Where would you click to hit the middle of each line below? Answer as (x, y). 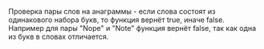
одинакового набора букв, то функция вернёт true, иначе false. (116, 20)
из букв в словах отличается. (59, 36)
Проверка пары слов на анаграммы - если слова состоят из (112, 11)
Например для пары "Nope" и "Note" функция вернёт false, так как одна (132, 28)
